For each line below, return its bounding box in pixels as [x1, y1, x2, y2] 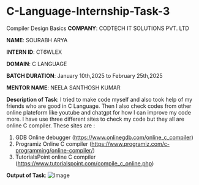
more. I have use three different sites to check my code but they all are [6, 115, 185, 123]
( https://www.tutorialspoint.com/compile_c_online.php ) [15, 159, 154, 167]
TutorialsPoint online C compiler [15, 153, 96, 160]
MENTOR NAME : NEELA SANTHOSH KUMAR [6, 84, 121, 91]
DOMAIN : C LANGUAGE [6, 60, 67, 67]
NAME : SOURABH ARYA [6, 36, 68, 43]
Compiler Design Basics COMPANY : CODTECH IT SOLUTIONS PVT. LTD [6, 25, 190, 32]
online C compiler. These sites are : [6, 121, 96, 129]
